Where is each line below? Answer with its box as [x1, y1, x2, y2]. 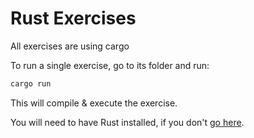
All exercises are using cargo [10, 40, 130, 52]
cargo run [10, 78, 52, 89]
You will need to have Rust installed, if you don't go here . [10, 116, 245, 128]
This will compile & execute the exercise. [10, 97, 178, 109]
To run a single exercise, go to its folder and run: [10, 59, 210, 71]
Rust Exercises [10, 7, 137, 30]
